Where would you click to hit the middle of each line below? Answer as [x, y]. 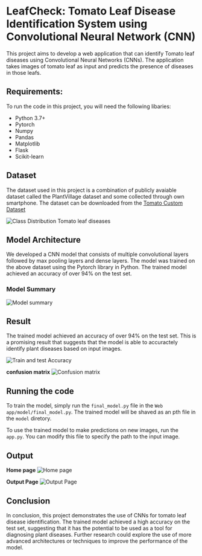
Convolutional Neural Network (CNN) [101, 37]
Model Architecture [44, 240]
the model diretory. [29, 418]
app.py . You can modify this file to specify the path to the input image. [93, 436]
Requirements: [35, 92]
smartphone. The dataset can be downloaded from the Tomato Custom [95, 203]
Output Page [22, 482]
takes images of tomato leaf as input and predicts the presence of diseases [100, 66]
